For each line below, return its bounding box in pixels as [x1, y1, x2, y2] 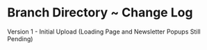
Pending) [7, 34, 33, 42]
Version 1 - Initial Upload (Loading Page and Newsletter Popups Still [7, 27, 201, 36]
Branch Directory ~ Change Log [7, 5, 193, 21]
